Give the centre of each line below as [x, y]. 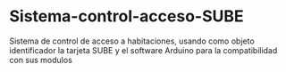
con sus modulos [41, 60]
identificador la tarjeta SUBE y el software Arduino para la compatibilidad [143, 50]
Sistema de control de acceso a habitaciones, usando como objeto [132, 41]
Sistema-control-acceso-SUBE [126, 16]
